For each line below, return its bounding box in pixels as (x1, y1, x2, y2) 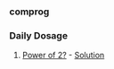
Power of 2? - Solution (21, 50, 105, 61)
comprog (9, 5, 50, 18)
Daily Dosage (9, 29, 69, 41)
